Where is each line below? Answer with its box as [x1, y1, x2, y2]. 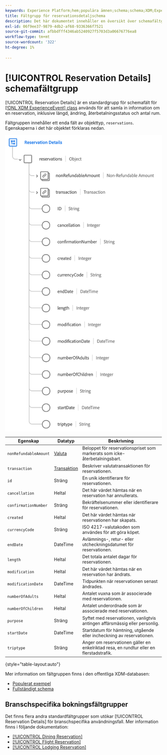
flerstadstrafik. [82, 650, 112, 656]
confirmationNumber [7, 503, 48, 508]
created [7, 515, 23, 520]
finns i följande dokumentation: [5, 724, 69, 730]
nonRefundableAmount [7, 452, 50, 457]
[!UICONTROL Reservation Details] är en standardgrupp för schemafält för [5, 99, 158, 105]
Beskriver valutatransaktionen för [82, 463, 151, 469]
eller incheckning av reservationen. [82, 632, 154, 638]
